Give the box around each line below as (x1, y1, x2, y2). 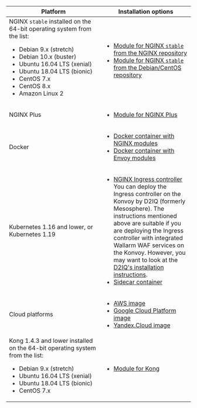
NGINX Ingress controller (113, 176, 183, 183)
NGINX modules (113, 139, 158, 147)
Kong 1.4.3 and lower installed (9, 337, 93, 345)
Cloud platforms (9, 311, 53, 318)
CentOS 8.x (19, 82, 51, 90)
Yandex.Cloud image (113, 321, 171, 329)
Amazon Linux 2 (19, 89, 64, 97)
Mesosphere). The (113, 205, 165, 213)
